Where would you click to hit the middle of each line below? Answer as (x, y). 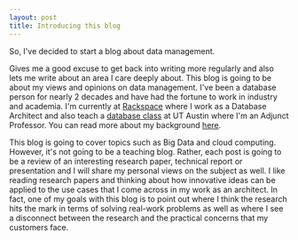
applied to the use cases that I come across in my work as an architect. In (143, 189)
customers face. (39, 227)
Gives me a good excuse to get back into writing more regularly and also (142, 68)
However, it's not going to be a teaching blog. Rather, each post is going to (145, 151)
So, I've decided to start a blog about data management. (112, 51)
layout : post (33, 17)
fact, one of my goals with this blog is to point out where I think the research (149, 199)
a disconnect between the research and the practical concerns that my (139, 218)
